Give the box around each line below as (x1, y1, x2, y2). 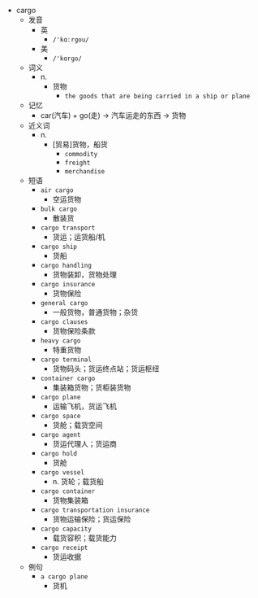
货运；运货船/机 (52, 232, 105, 242)
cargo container (40, 487, 96, 495)
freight (64, 159, 91, 167)
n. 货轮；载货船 (52, 477, 104, 486)
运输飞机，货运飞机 (52, 401, 118, 411)
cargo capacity (40, 525, 92, 533)
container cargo (40, 374, 96, 382)
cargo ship (40, 242, 77, 251)
